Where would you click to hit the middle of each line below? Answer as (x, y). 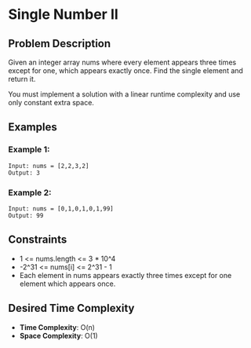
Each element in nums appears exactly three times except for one (125, 275)
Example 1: (29, 149)
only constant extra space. (51, 103)
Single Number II (64, 15)
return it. (22, 79)
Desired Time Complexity (71, 308)
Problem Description (60, 44)
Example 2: (30, 192)
